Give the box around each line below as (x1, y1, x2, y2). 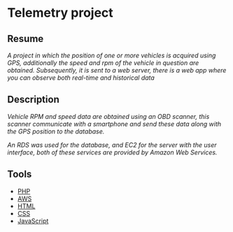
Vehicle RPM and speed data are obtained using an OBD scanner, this (7, 112, 210, 120)
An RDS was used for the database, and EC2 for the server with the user (7, 140, 217, 149)
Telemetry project (7, 5, 113, 21)
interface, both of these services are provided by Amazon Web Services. (7, 148, 218, 157)
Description (7, 94, 59, 106)
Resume (7, 33, 44, 45)
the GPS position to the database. (7, 127, 105, 136)
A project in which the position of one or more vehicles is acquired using (7, 51, 216, 59)
